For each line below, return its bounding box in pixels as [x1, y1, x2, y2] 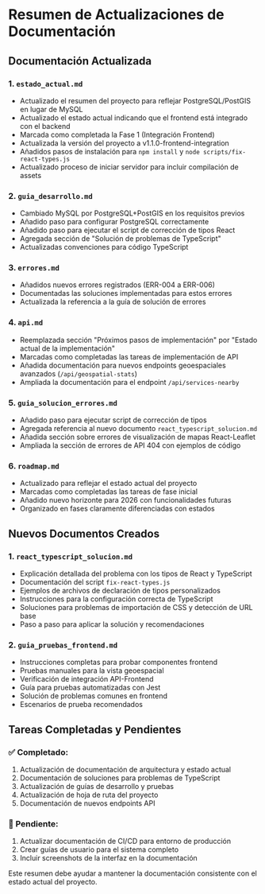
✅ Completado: [8, 746, 69, 757]
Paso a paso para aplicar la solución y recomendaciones [19, 620, 205, 629]
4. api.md [8, 317, 44, 328]
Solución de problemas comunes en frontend [19, 691, 168, 701]
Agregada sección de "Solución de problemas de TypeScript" [19, 234, 221, 243]
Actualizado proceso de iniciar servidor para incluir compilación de [19, 161, 240, 172]
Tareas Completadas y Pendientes [8, 722, 182, 737]
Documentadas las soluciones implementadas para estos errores [19, 289, 232, 298]
